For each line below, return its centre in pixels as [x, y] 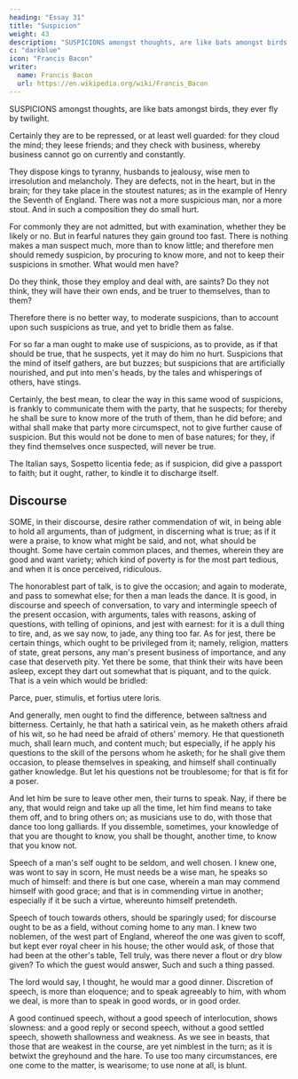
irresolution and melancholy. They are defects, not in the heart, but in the [142, 181]
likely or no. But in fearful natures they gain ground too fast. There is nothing [149, 235]
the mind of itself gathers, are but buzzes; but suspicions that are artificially [147, 363]
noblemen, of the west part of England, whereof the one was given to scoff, [147, 937]
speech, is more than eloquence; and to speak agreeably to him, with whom [148, 992]
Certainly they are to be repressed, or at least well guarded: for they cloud [144, 135]
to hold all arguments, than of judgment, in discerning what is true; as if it [143, 532]
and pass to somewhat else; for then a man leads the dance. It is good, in [143, 596]
